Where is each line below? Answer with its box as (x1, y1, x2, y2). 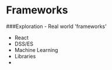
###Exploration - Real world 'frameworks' (6, 23, 107, 30)
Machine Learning (14, 46, 58, 53)
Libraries (14, 52, 36, 60)
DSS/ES (14, 40, 34, 47)
